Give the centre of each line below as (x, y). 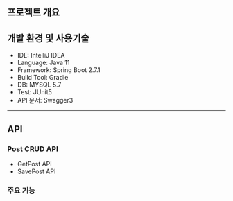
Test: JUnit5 (34, 92)
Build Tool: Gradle (43, 78)
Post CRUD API (33, 149)
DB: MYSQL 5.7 (39, 85)
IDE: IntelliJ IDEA (41, 55)
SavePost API (36, 171)
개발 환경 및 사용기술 (48, 38)
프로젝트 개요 (34, 12)
